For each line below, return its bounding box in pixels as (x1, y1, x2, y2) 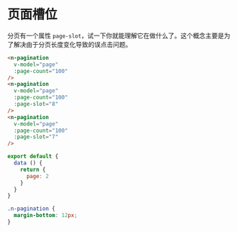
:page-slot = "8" (13, 101, 59, 108)
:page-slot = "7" (13, 133, 59, 140)
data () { (13, 160, 43, 167)
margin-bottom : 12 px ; (13, 212, 78, 219)
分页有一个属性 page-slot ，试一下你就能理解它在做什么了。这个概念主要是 (7, 31, 225, 40)
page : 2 (26, 172, 50, 179)
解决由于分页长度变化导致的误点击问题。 (13, 40, 132, 48)
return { (20, 166, 46, 173)
